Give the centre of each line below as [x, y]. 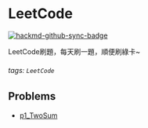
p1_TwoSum [38, 115]
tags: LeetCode [31, 70]
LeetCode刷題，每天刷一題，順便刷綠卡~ [74, 51]
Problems [32, 96]
